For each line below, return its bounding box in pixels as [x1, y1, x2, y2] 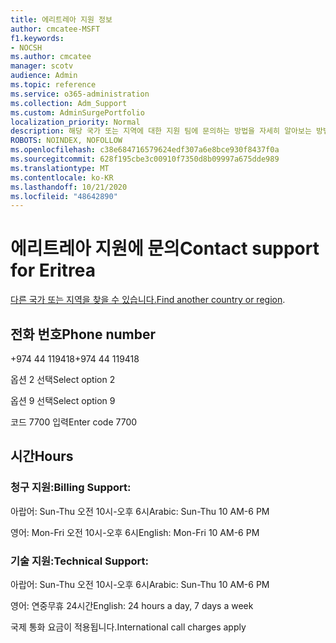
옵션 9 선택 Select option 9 [10, 395, 116, 406]
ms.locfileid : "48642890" [10, 191, 118, 201]
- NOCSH [10, 42, 43, 53]
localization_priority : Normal [10, 117, 141, 127]
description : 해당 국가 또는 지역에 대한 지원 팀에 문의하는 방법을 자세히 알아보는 [10, 126, 312, 136]
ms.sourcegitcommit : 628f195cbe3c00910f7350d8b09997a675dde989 [10, 154, 280, 164]
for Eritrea [10, 259, 97, 282]
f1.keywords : [10, 33, 65, 43]
